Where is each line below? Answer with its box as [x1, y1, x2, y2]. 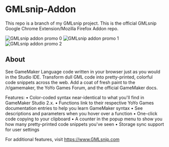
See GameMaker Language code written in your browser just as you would [5, 68, 160, 75]
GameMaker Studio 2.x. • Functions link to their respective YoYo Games [5, 100, 154, 106]
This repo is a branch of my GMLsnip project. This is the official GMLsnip [5, 20, 157, 26]
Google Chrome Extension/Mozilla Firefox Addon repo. [5, 25, 119, 31]
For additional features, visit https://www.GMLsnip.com [5, 136, 120, 142]
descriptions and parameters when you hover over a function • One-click [5, 110, 158, 116]
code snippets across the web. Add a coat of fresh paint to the [5, 79, 135, 85]
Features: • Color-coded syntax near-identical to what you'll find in [5, 94, 145, 100]
